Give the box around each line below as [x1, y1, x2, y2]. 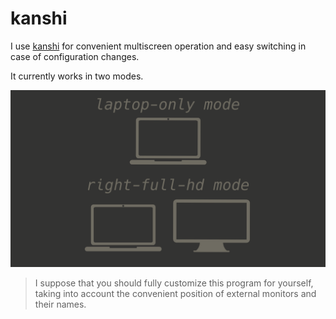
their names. [34, 298, 87, 311]
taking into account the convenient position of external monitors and [34, 288, 317, 300]
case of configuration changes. [10, 50, 140, 62]
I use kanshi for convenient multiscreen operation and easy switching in [10, 40, 307, 52]
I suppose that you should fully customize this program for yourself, [34, 277, 314, 289]
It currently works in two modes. [10, 70, 144, 82]
